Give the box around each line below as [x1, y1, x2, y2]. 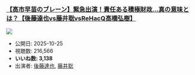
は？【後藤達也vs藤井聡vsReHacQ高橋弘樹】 [6, 14, 136, 22]
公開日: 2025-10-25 [14, 40, 63, 47]
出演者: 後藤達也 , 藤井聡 [14, 62, 73, 70]
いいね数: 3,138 [14, 55, 53, 62]
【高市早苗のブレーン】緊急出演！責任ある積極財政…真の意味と [6, 5, 189, 13]
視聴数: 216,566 [14, 48, 54, 55]
